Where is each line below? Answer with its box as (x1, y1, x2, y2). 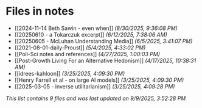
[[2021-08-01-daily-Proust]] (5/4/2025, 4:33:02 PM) (14, 44, 146, 51)
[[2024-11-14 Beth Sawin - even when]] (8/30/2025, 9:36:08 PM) (14, 24, 178, 32)
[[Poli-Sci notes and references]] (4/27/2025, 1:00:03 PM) (14, 50, 161, 57)
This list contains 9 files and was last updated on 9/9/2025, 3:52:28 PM (5, 95, 186, 102)
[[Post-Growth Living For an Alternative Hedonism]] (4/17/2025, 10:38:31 (14, 57, 197, 64)
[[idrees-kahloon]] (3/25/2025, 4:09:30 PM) (14, 70, 125, 77)
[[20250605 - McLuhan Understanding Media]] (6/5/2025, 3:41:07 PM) (14, 37, 193, 45)
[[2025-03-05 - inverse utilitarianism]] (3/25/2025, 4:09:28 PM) (14, 82, 175, 90)
